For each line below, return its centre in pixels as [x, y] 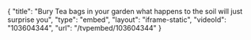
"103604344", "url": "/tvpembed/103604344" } [85, 28]
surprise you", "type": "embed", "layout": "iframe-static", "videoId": [117, 20]
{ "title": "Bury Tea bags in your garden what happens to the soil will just [125, 11]
